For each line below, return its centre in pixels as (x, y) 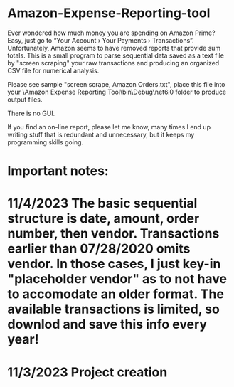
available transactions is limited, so (114, 309)
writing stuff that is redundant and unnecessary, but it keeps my (101, 134)
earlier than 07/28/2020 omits (99, 249)
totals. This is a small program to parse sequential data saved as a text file (116, 55)
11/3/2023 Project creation (87, 372)
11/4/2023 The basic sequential (102, 203)
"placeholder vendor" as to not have (117, 279)
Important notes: (58, 171)
